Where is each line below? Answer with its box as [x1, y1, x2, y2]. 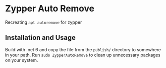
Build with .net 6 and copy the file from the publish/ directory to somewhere [5, 46, 161, 52]
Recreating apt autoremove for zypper [5, 19, 82, 25]
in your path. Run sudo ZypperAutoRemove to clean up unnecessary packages [5, 52, 161, 58]
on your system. [5, 57, 38, 63]
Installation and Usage [5, 34, 76, 42]
